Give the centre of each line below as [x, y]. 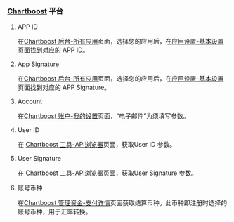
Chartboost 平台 [35, 11]
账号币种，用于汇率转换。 [54, 211]
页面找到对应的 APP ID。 [53, 50]
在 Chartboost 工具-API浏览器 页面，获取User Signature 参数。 [108, 173]
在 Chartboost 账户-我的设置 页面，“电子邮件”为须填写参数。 [103, 116]
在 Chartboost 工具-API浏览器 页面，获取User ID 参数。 [97, 145]
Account [30, 102]
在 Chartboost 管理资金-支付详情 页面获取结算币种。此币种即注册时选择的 [122, 203]
